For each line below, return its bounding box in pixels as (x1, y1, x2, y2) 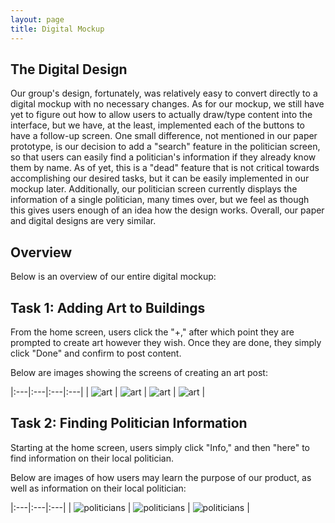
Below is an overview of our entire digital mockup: (10, 271, 217, 283)
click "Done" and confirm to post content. (10, 347, 182, 359)
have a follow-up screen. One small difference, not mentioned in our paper (10, 130, 318, 142)
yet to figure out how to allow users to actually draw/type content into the (10, 109, 313, 121)
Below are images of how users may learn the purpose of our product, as (10, 471, 312, 483)
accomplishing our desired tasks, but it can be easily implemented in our (10, 172, 310, 185)
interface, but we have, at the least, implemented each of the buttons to (10, 119, 306, 131)
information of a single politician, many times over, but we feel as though (10, 194, 310, 206)
